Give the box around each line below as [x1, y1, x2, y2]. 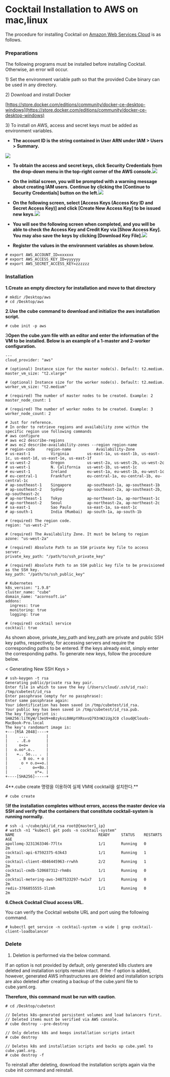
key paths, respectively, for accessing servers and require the [5, 639, 134, 646]
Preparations [5, 49, 38, 57]
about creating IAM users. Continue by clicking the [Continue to [12, 184, 151, 190]
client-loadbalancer [5, 929, 49, 934]
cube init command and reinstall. [5, 1067, 74, 1073]
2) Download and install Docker [5, 92, 71, 98]
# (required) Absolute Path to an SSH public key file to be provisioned [5, 563, 165, 568]
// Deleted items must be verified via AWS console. [5, 1017, 119, 1022]
